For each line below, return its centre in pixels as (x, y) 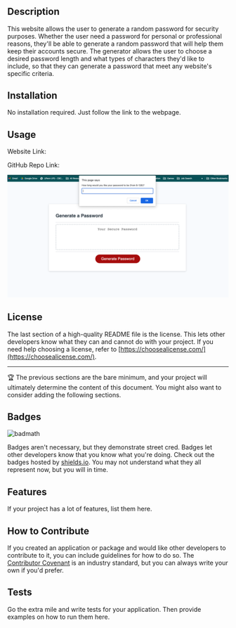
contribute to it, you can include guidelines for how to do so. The (101, 556)
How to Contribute (48, 531)
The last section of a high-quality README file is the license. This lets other (116, 334)
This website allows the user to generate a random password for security (113, 28)
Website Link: (27, 152)
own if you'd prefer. (36, 570)
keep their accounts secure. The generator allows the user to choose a (110, 51)
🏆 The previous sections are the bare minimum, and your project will (107, 377)
